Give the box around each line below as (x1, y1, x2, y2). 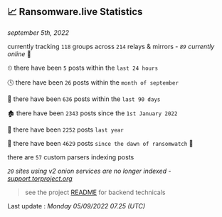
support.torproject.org (7, 174, 73, 183)
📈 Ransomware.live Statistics (7, 6, 143, 18)
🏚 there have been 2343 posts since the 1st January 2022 (7, 109, 178, 117)
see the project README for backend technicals (24, 188, 166, 196)
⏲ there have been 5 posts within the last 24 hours (7, 63, 159, 72)
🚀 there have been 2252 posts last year (7, 125, 125, 134)
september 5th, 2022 (7, 28, 70, 37)
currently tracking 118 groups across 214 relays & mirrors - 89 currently (7, 42, 215, 51)
